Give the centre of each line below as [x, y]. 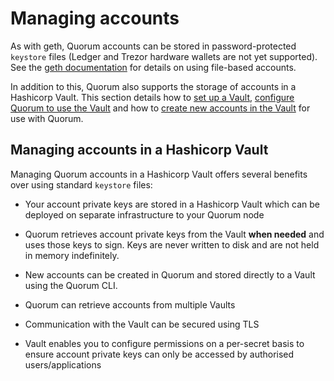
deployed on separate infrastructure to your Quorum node [144, 214]
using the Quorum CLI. [71, 285]
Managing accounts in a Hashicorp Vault [139, 150]
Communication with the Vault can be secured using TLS [142, 324]
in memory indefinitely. [72, 255]
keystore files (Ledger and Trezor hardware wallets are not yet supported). [164, 56]
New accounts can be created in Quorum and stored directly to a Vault [170, 274]
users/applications [63, 364]
